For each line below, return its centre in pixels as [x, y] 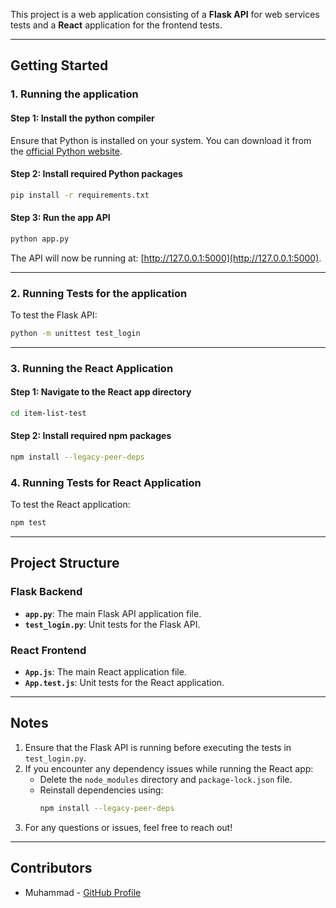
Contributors [51, 868]
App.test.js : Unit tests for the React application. [124, 683]
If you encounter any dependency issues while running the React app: [169, 768]
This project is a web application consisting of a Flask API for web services [165, 14]
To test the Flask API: [54, 315]
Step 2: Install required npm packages [91, 436]
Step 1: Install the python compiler [82, 118]
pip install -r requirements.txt [80, 195]
